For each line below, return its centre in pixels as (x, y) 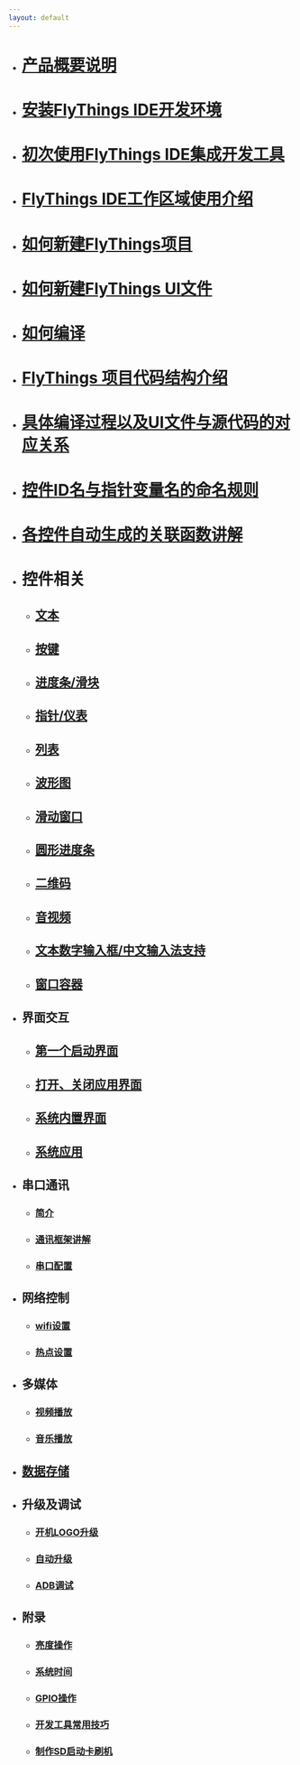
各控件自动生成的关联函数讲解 (132, 534)
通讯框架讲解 (63, 1240)
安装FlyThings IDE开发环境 (122, 110)
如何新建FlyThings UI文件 (117, 288)
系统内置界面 (71, 1118)
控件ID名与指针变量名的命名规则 (140, 490)
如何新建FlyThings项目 (107, 244)
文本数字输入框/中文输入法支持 (120, 950)
